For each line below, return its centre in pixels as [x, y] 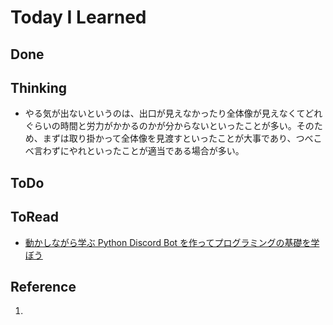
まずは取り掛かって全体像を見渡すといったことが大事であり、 [169, 138]
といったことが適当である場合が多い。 [165, 151]
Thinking [39, 87]
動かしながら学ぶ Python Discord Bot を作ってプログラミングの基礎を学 [172, 242]
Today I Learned [78, 17]
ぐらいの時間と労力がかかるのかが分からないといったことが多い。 [160, 126]
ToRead [34, 217]
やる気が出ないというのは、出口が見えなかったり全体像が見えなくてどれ [173, 113]
